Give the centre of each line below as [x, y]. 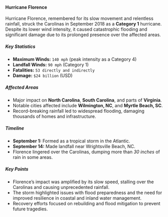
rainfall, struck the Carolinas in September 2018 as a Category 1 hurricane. [83, 24]
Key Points [17, 169]
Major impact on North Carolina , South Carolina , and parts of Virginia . [87, 100]
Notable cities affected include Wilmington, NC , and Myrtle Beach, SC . [88, 106]
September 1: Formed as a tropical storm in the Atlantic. [71, 141]
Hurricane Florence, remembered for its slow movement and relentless [79, 18]
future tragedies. [30, 209]
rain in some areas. [33, 157]
